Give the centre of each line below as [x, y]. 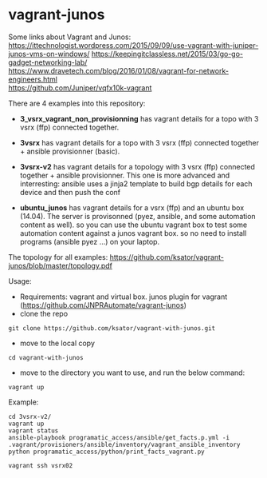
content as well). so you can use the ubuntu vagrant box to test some [133, 225]
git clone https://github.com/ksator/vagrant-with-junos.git [112, 328]
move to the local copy [57, 343]
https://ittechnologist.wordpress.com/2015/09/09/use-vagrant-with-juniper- [133, 45]
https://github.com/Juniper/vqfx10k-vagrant [80, 88]
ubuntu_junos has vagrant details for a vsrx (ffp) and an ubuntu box [132, 207]
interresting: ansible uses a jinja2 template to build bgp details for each [136, 183]
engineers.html [33, 79]
